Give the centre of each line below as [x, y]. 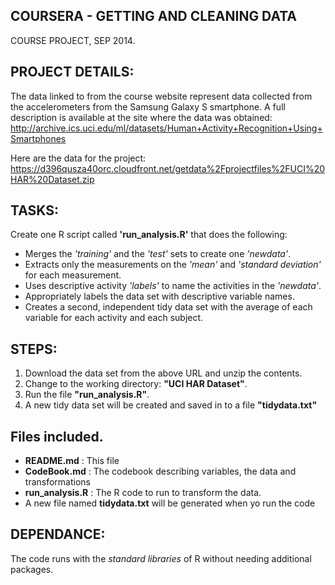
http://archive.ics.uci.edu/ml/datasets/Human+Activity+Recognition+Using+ [166, 128]
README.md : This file [72, 461]
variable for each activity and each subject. [114, 318]
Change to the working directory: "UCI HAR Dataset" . [136, 384]
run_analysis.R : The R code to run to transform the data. [143, 493]
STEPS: [34, 349]
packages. [32, 569]
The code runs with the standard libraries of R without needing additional [161, 558]
